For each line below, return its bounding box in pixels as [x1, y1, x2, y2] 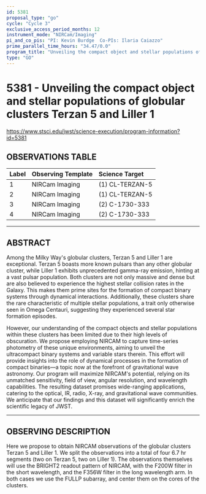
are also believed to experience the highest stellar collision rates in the [6, 280, 185, 287]
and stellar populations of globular [6, 94, 186, 108]
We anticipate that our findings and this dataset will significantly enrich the [6, 396, 195, 404]
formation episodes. [6, 312, 57, 320]
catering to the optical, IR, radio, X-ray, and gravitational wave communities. [6, 390, 198, 397]
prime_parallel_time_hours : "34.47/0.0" [6, 44, 112, 50]
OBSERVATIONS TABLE [6, 152, 97, 162]
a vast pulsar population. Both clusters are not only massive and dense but [6, 274, 195, 281]
